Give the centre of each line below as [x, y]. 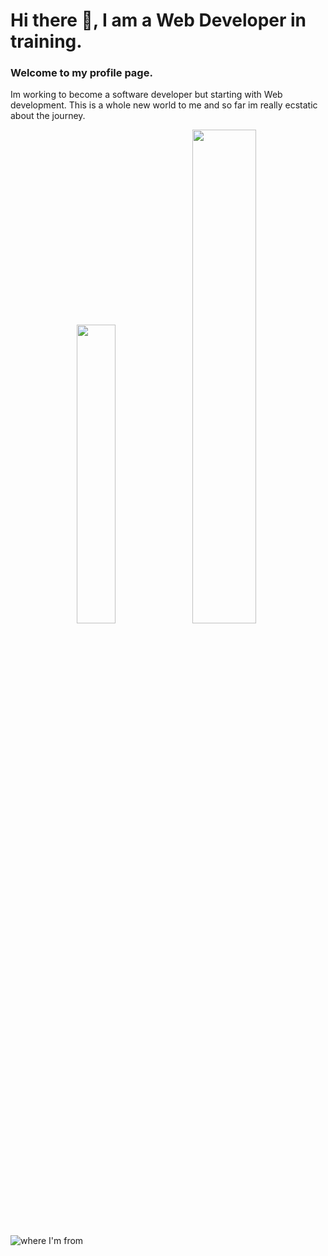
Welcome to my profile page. [81, 73]
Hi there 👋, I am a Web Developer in [158, 20]
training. [46, 41]
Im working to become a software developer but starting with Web [146, 95]
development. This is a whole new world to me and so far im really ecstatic [164, 105]
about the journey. [48, 116]
